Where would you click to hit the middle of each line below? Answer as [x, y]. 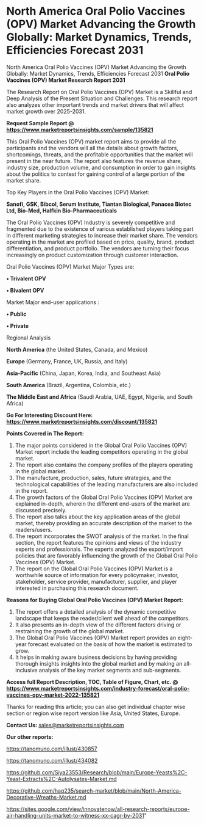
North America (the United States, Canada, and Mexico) [77, 349]
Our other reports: [30, 736]
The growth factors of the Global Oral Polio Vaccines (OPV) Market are [104, 497]
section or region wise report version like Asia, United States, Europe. [93, 713]
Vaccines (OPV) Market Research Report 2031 [66, 80]
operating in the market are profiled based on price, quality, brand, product [100, 242]
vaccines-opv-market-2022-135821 [53, 695]
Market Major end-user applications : [53, 302]
